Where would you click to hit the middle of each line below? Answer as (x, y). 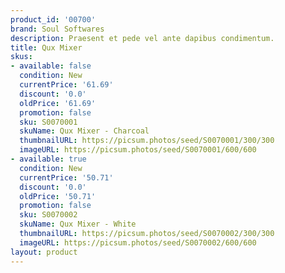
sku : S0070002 (48, 215)
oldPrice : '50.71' (58, 196)
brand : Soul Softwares (57, 29)
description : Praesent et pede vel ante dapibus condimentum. (142, 38)
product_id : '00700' (53, 19)
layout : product (44, 252)
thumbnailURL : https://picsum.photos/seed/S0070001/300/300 (147, 141)
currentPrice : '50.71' (66, 177)
